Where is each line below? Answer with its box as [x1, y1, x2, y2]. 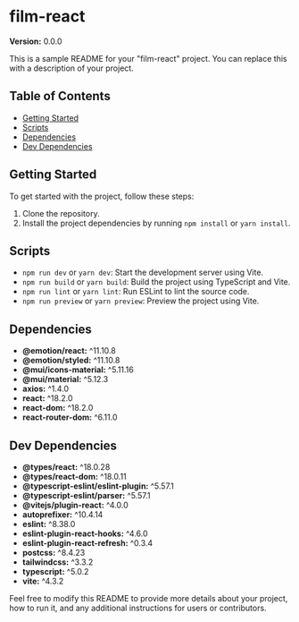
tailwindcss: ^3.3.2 [21, 557, 94, 567]
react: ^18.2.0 [21, 393, 73, 404]
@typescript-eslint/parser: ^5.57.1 [21, 490, 151, 500]
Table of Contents [9, 89, 112, 104]
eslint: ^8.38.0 [21, 519, 76, 529]
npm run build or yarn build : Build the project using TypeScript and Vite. [21, 277, 291, 287]
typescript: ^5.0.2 [21, 567, 89, 576]
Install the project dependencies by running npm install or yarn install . [21, 217, 291, 228]
